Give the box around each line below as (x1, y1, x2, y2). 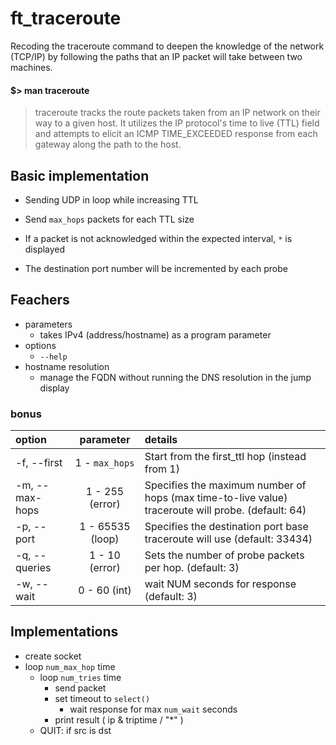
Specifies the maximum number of (144, 478, 307, 492)
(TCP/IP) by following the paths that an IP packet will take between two (10, 50, 303, 62)
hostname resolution (24, 360, 110, 372)
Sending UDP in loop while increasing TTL (24, 193, 199, 206)
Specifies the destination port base (144, 520, 309, 534)
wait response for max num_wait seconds (69, 703, 238, 715)
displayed (24, 243, 66, 255)
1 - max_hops (74, 456, 135, 470)
